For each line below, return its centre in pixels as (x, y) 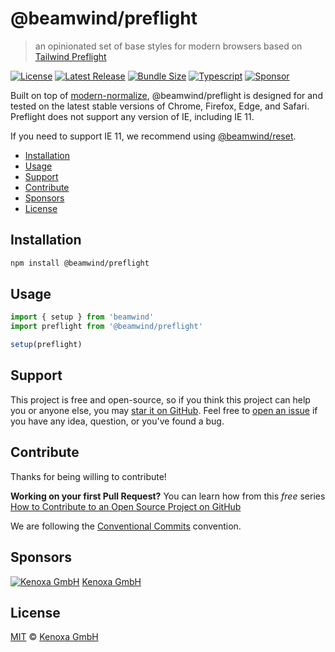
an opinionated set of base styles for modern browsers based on (168, 46)
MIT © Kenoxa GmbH (54, 637)
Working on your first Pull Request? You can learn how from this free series (168, 496)
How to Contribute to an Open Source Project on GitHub (126, 506)
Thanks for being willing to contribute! (88, 476)
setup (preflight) (46, 345)
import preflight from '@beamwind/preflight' (106, 327)
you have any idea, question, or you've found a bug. (117, 421)
